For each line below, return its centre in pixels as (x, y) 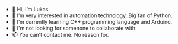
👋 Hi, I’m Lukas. (31, 9)
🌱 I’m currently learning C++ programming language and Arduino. (92, 22)
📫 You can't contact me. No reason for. (60, 35)
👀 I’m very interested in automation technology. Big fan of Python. (92, 15)
